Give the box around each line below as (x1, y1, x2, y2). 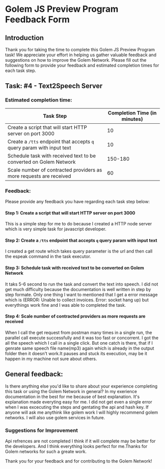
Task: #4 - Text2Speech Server (5, 82, 103, 90)
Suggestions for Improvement (5, 427, 78, 433)
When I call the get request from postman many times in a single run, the (5, 329, 152, 335)
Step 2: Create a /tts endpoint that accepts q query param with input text (5, 237, 158, 243)
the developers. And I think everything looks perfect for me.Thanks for (5, 443, 147, 449)
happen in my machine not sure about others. (5, 356, 97, 361)
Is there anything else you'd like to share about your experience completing (5, 383, 158, 389)
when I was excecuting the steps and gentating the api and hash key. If (5, 404, 149, 410)
